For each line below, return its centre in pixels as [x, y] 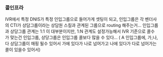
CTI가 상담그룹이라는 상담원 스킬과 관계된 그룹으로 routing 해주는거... [76, 25]
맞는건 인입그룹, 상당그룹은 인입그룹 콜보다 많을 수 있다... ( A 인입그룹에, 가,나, [84, 38]
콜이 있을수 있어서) [23, 50]
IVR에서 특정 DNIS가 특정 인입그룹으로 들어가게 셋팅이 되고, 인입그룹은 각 [74, 19]
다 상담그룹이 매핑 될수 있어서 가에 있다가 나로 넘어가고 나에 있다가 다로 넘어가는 [81, 44]
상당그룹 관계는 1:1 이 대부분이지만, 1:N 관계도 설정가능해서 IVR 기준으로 [78, 31]
